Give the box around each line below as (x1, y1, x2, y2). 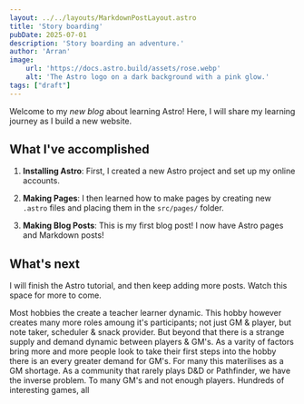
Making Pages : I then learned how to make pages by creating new (22, 192, 272, 204)
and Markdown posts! (22, 230, 104, 241)
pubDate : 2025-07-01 (9, 30, 88, 39)
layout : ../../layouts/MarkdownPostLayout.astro (9, 13, 197, 23)
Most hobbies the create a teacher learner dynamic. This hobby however (9, 308, 282, 319)
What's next (9, 256, 80, 271)
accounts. (22, 175, 61, 186)
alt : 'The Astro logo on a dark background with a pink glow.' (25, 73, 270, 82)
